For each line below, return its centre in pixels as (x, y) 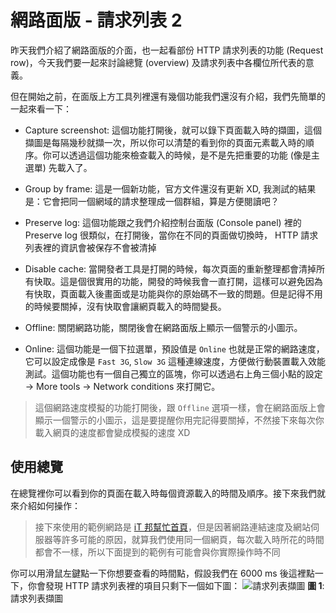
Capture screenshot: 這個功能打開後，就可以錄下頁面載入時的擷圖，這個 (173, 130)
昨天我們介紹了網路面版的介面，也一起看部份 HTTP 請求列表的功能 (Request (167, 50)
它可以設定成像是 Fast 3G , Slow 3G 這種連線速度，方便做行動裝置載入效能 (175, 361)
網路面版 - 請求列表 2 (96, 20)
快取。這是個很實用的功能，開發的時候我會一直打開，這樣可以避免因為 (178, 281)
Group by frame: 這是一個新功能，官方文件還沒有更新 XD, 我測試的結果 (170, 188)
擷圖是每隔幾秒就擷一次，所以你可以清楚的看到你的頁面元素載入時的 (165, 142)
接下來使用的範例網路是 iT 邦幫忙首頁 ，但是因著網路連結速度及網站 (173, 527)
